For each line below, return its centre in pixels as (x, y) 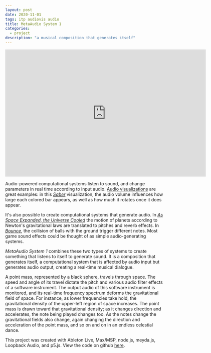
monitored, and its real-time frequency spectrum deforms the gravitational (82, 293)
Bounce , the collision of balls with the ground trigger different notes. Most (81, 230)
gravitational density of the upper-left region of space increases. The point (82, 303)
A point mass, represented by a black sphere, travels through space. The (80, 277)
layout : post (19, 10)
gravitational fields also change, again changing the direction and (73, 319)
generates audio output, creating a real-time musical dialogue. (69, 267)
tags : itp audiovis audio (32, 19)
